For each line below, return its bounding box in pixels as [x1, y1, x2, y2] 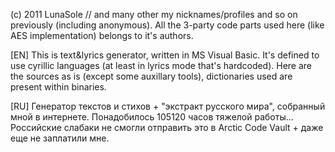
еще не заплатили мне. [10, 132, 110, 144]
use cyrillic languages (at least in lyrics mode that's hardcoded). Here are [10, 60, 313, 71]
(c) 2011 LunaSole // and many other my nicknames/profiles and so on [10, 9, 298, 20]
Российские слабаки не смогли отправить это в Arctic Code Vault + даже [10, 122, 324, 133]
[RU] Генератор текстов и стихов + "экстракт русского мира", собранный [10, 100, 326, 112]
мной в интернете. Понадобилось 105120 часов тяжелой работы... [10, 111, 294, 123]
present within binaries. [10, 81, 107, 93]
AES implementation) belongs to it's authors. [10, 30, 194, 41]
